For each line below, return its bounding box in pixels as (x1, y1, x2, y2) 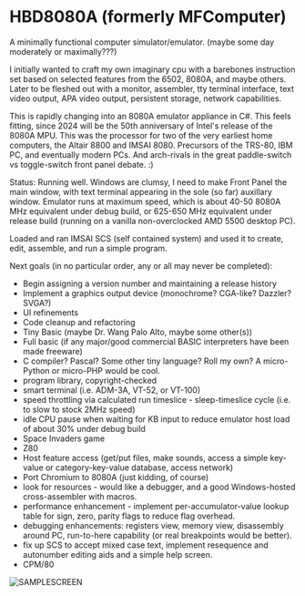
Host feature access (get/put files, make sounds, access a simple (22, 452, 269, 463)
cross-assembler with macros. (22, 490, 137, 502)
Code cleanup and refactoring (22, 316, 136, 327)
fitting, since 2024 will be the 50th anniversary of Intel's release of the (9, 120, 273, 131)
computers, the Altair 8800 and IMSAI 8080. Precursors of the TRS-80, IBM (9, 139, 293, 150)
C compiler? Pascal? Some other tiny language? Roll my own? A (22, 355, 261, 366)
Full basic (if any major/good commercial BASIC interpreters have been (22, 335, 290, 347)
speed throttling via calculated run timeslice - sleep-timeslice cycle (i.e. (22, 394, 291, 405)
